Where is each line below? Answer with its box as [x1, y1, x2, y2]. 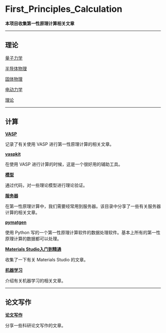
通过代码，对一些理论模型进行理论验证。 [5, 182, 87, 188]
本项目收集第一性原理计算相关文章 [5, 20, 75, 26]
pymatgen [5, 219, 27, 225]
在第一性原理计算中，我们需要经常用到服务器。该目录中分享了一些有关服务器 [5, 203, 161, 209]
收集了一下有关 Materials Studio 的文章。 [5, 256, 88, 262]
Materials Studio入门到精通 [5, 246, 62, 252]
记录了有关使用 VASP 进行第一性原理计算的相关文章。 [5, 141, 115, 147]
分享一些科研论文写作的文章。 [5, 323, 66, 329]
